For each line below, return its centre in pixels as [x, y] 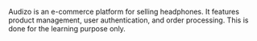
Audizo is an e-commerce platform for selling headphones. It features [124, 12]
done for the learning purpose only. [67, 29]
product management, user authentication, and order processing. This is [128, 20]
